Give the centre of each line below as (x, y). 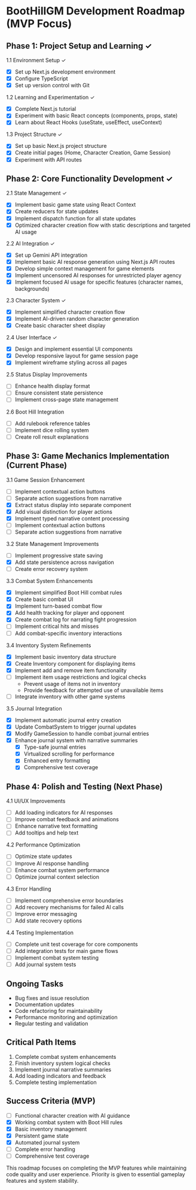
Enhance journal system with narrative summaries (76, 740)
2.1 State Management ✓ (37, 193)
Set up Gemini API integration (51, 255)
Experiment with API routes (48, 159)
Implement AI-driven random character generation (77, 319)
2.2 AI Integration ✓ (30, 243)
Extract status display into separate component (73, 505)
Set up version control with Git (52, 86)
